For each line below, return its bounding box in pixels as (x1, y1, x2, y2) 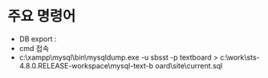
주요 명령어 (7, 7, 76, 25)
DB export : (18, 33, 57, 44)
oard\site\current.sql (155, 60, 223, 70)
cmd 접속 (18, 43, 50, 53)
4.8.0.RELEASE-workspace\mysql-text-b (18, 60, 154, 70)
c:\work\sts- (219, 53, 260, 62)
